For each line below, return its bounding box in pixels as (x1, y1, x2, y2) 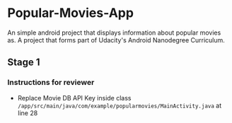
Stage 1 (7, 57, 40, 69)
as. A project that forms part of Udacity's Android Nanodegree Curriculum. (7, 35, 225, 44)
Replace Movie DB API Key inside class (17, 93, 132, 102)
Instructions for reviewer (7, 78, 95, 88)
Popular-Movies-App (7, 5, 134, 21)
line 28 (17, 108, 38, 117)
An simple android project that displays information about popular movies (7, 28, 221, 37)
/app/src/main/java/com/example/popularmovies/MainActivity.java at (17, 101, 222, 110)
